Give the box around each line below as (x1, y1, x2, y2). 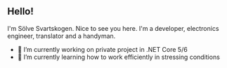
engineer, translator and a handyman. (7, 32, 116, 40)
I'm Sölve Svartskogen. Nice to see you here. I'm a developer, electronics (7, 24, 219, 32)
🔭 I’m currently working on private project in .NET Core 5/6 (17, 45, 188, 53)
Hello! (7, 6, 34, 18)
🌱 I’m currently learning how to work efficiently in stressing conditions (17, 53, 220, 61)
